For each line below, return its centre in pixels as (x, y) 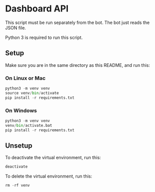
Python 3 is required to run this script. (44, 37)
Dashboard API (37, 9)
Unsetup (19, 145)
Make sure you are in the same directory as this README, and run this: (78, 65)
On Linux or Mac (25, 78)
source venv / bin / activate (32, 93)
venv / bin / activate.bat (29, 125)
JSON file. (16, 27)
